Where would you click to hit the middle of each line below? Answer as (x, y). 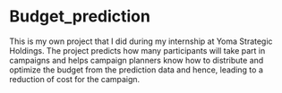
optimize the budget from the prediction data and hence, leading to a (137, 70)
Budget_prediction (80, 17)
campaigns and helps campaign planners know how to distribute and (137, 60)
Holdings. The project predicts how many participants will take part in (137, 50)
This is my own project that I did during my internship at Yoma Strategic (141, 41)
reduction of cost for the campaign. (75, 79)
